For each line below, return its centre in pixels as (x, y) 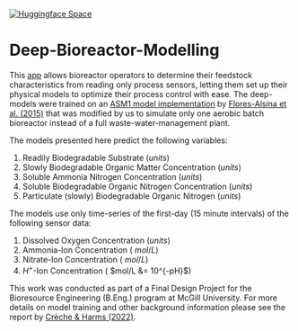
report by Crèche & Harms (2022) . (73, 317)
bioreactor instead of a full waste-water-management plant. (120, 122)
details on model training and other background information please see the (147, 307)
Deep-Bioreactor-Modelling (114, 50)
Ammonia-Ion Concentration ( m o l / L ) (90, 250)
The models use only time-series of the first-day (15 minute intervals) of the (149, 213)
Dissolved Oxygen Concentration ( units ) (96, 240)
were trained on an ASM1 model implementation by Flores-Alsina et (163, 103)
